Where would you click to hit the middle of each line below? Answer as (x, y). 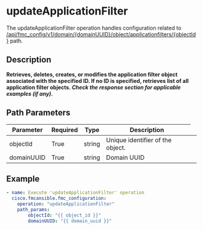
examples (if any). (30, 94)
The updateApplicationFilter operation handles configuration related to (94, 28)
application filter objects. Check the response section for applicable (94, 87)
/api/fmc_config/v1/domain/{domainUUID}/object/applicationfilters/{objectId (101, 34)
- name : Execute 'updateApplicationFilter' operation (76, 193)
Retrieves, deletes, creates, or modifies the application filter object (92, 74)
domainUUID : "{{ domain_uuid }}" (70, 221)
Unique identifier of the (139, 140)
